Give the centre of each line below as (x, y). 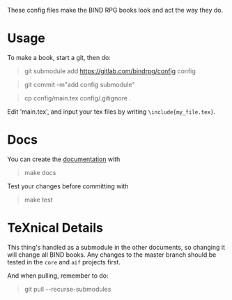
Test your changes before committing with (68, 186)
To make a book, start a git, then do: (59, 57)
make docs (40, 172)
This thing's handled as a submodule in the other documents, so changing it (116, 247)
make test (38, 200)
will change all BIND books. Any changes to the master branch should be (112, 255)
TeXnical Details (55, 228)
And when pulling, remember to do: (58, 276)
